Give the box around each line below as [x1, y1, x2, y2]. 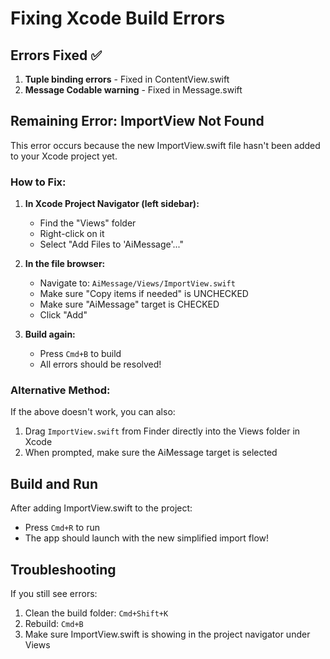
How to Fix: [10, 175, 67, 189]
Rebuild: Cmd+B [24, 618, 84, 630]
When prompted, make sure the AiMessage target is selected [24, 447, 278, 459]
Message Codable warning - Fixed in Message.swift [24, 84, 243, 96]
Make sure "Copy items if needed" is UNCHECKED [39, 288, 249, 300]
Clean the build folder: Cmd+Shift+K [24, 607, 169, 619]
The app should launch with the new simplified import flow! [24, 532, 270, 544]
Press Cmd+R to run [24, 522, 100, 534]
